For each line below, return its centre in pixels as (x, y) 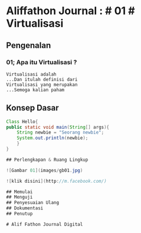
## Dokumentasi (25, 208)
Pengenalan (29, 45)
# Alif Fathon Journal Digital (45, 224)
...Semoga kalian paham (35, 90)
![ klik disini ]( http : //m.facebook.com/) (57, 181)
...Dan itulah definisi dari (42, 79)
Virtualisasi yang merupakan (42, 85)
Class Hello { (22, 122)
